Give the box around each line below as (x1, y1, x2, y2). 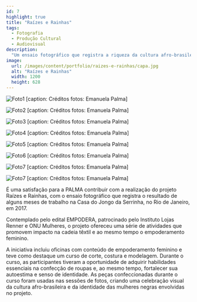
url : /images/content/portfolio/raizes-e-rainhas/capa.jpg (11, 63, 159, 69)
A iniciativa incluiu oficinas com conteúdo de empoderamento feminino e (6, 246, 182, 253)
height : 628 (11, 80, 41, 85)
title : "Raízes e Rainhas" (6, 19, 72, 25)
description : (6, 47, 38, 53)
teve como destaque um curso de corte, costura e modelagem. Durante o (6, 252, 184, 259)
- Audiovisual (11, 42, 46, 47)
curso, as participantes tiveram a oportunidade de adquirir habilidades (6, 259, 176, 265)
